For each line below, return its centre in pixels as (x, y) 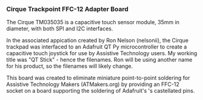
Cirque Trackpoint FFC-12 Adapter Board (68, 9)
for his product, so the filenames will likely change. (70, 66)
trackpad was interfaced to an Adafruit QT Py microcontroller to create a (97, 47)
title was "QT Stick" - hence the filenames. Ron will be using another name (99, 60)
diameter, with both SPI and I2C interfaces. (60, 28)
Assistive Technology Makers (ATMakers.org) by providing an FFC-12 (93, 84)
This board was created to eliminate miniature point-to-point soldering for (98, 78)
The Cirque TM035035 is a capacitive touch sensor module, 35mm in (93, 22)
